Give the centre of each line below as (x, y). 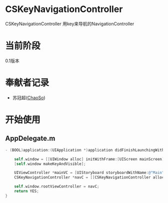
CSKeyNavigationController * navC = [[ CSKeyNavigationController (82, 177)
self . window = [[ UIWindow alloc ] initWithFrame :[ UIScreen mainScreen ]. (90, 159)
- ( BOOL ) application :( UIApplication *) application (59, 150)
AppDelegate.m (30, 139)
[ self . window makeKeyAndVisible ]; (50, 164)
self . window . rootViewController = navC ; (57, 186)
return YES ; (26, 191)
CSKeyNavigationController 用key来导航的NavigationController (70, 24)
